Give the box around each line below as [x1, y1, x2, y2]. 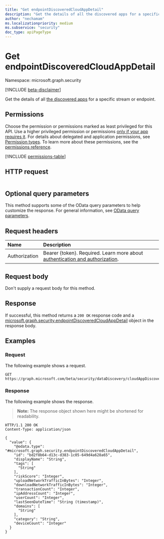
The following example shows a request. [5, 362, 86, 368]
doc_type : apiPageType [5, 30, 51, 35]
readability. [17, 413, 40, 419]
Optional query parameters [5, 189, 89, 198]
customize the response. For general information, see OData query [5, 208, 140, 214]
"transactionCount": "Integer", [14, 486, 80, 492]
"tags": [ [14, 461, 34, 466]
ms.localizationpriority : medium [5, 20, 73, 26]
